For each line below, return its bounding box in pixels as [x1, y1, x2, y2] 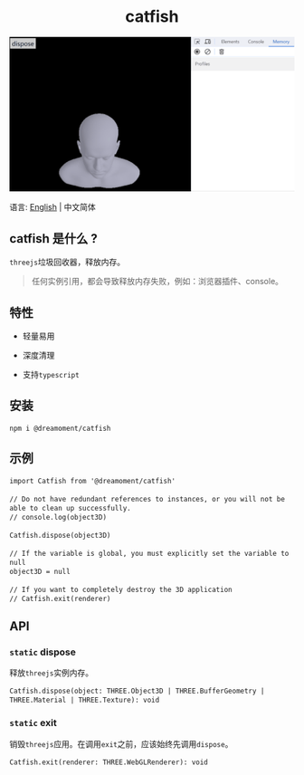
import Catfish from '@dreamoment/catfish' [9, 476, 176, 485]
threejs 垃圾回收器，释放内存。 [9, 256, 126, 268]
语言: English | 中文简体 [9, 202, 97, 213]
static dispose [9, 646, 77, 658]
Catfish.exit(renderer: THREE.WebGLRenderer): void [9, 758, 208, 767]
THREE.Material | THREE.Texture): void [9, 695, 160, 705]
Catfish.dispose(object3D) [9, 531, 111, 540]
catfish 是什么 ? [9, 231, 98, 246]
